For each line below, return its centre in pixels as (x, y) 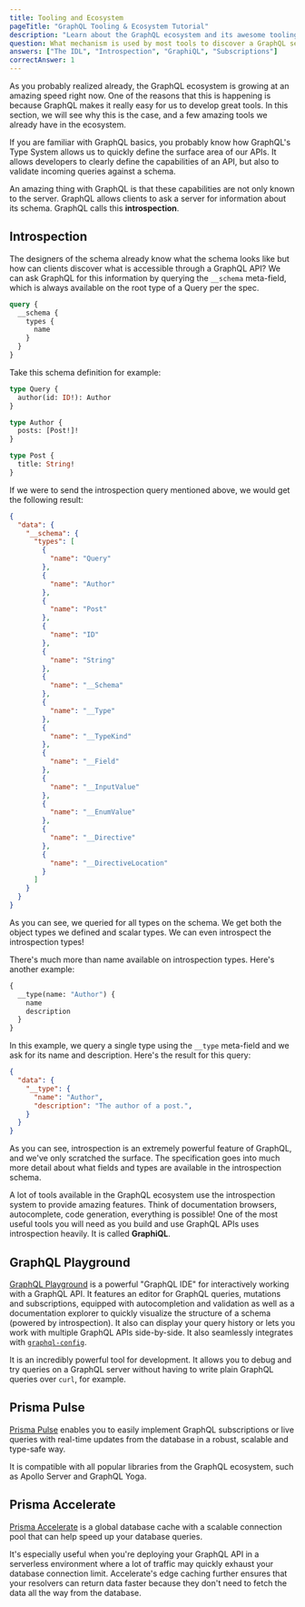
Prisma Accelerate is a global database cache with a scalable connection (146, 1527)
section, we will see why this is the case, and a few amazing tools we (138, 115)
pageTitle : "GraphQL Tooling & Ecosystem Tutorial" (109, 26)
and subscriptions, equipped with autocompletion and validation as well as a (152, 1303)
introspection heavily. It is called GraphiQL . (90, 1234)
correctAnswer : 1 (42, 60)
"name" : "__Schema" (87, 686)
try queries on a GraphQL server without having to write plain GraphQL (142, 1369)
